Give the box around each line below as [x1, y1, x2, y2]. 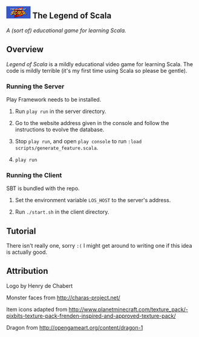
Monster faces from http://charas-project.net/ [6, 294, 121, 301]
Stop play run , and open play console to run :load [15, 137, 142, 145]
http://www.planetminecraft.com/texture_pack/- [68, 305, 189, 313]
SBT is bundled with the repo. [6, 185, 80, 192]
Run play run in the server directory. [15, 107, 106, 115]
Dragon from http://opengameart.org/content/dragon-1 [6, 324, 143, 331]
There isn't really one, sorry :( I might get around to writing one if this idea [6, 242, 192, 250]
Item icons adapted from [6, 305, 68, 313]
